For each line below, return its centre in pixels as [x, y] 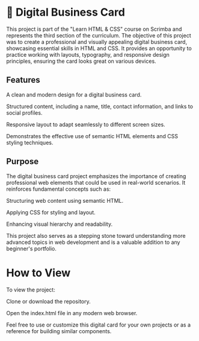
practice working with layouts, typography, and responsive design [88, 54]
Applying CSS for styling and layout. [51, 212]
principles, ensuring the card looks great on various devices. [81, 61]
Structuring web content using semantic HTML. [65, 200]
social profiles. [24, 113]
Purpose [23, 161]
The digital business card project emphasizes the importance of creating [96, 176]
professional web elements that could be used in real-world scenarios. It [96, 182]
